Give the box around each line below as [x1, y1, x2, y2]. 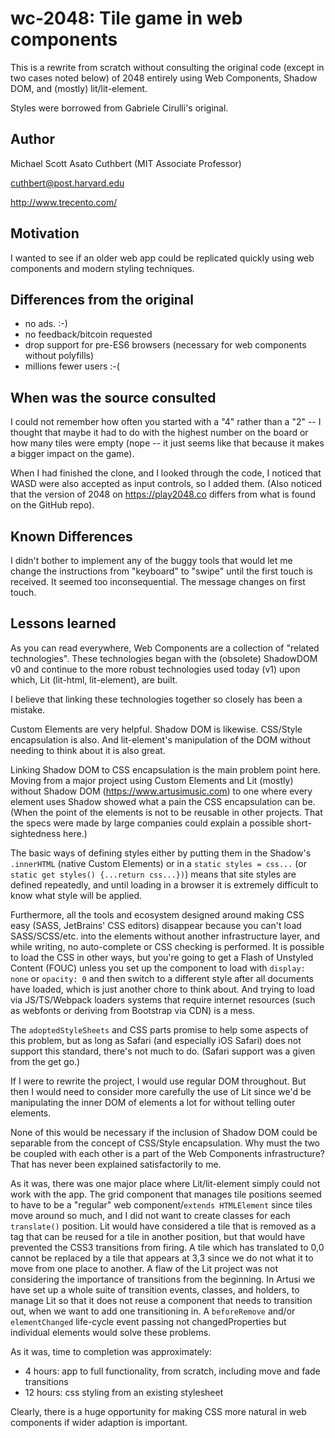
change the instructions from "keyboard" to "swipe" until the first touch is [10, 565, 313, 577]
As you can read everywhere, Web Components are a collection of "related [10, 642, 320, 654]
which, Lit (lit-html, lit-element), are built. [10, 673, 178, 686]
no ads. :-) [24, 318, 68, 330]
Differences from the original [10, 291, 194, 308]
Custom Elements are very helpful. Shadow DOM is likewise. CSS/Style [10, 723, 303, 735]
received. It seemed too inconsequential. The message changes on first [10, 576, 306, 587]
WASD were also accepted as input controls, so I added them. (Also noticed [10, 478, 323, 490]
